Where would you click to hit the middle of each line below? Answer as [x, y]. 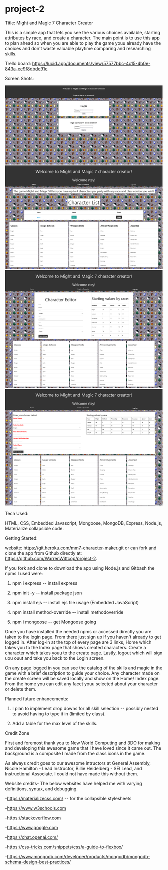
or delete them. [21, 689]
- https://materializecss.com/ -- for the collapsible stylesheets [68, 798]
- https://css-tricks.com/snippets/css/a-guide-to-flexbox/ [64, 847]
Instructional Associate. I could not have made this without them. [72, 774]
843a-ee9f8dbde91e [26, 69]
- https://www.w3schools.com [36, 808]
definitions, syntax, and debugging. [42, 789]
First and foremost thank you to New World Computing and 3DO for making [83, 743]
